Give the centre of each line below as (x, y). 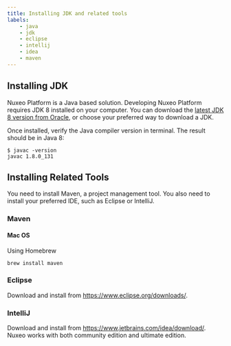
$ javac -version (32, 150)
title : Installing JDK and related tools (67, 13)
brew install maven (35, 263)
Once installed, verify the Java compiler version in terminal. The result (106, 130)
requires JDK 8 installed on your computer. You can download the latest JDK (115, 110)
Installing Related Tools (58, 177)
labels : (18, 20)
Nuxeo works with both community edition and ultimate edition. (97, 335)
